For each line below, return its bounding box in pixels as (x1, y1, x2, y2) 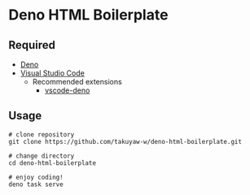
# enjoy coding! (8, 173, 64, 181)
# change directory (8, 152, 75, 160)
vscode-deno (44, 85, 90, 95)
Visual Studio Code (20, 68, 86, 78)
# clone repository (8, 130, 75, 139)
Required (8, 38, 55, 52)
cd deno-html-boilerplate (8, 158, 96, 167)
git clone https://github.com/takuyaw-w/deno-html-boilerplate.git (8, 137, 243, 145)
